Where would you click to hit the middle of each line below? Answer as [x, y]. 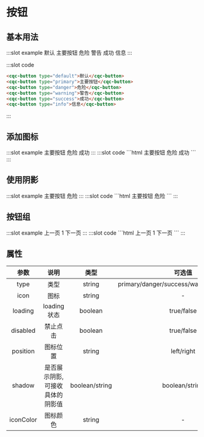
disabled [23, 330]
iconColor [23, 419]
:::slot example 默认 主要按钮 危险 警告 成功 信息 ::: [69, 53]
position [23, 351]
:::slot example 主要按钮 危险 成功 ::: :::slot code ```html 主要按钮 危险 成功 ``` [101, 152]
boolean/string [91, 385]
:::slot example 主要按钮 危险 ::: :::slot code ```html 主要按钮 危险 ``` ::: [92, 196]
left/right [183, 351]
